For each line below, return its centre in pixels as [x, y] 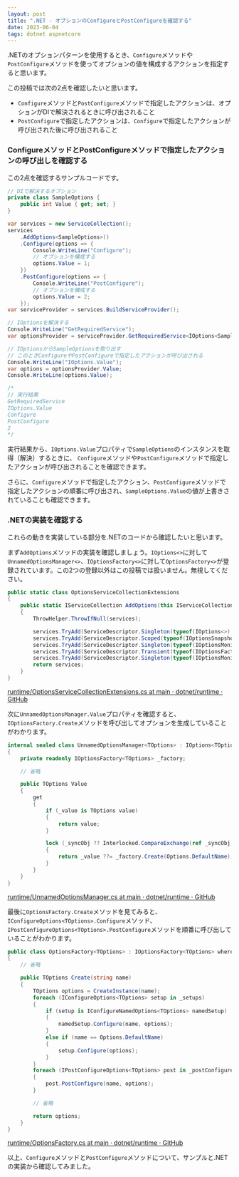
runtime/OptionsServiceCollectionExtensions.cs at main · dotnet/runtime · [115, 691]
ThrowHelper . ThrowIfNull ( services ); [87, 619]
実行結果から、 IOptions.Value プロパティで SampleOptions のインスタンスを [116, 449]
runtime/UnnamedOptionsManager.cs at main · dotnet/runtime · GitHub [111, 897]
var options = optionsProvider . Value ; [65, 369]
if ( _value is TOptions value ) [92, 810]
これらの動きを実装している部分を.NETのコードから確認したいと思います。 [117, 537]
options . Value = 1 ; [62, 264]
